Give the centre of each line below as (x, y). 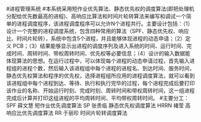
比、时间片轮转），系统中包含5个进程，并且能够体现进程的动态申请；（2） (96, 38)
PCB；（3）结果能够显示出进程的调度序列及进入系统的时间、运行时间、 (100, 46)
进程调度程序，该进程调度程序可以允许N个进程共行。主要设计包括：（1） (105, 24)
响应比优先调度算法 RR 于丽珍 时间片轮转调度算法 (67, 113)
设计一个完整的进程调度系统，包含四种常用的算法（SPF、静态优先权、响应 (98, 31)
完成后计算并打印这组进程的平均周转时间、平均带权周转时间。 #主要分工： (98, 98)
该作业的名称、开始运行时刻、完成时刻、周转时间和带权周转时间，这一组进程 (100, 90)
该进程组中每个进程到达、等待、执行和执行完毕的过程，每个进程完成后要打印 (100, 83)
